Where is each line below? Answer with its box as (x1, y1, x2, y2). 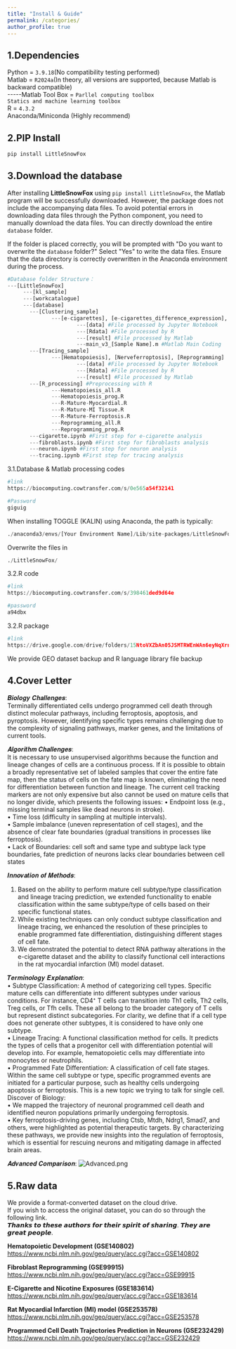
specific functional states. (17, 908, 93, 916)
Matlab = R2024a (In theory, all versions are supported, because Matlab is (7, 75, 216, 84)
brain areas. (7, 1145, 42, 1154)
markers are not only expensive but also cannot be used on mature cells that (7, 790, 229, 799)
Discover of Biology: (7, 1093, 66, 1102)
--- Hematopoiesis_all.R (51, 387, 121, 394)
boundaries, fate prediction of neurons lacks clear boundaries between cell (7, 850, 225, 858)
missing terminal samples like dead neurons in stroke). (7, 805, 165, 813)
